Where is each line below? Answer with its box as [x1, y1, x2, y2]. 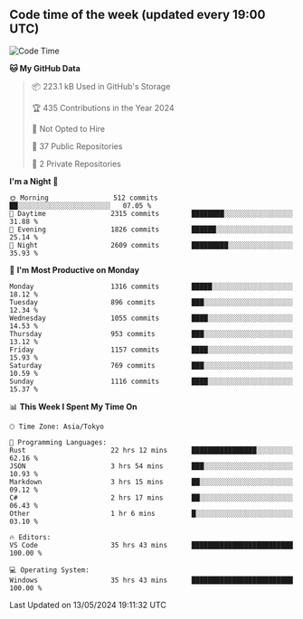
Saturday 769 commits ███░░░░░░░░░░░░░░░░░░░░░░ [9, 361, 294, 370]
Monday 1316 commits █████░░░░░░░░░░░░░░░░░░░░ [9, 282, 294, 291]
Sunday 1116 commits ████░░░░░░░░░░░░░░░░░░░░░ [9, 377, 294, 386]
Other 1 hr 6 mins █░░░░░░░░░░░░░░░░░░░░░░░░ [9, 509, 294, 518]
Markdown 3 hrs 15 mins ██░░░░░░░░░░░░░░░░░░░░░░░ [9, 477, 294, 486]
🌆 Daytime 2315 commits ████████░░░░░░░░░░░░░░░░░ [9, 209, 294, 218]
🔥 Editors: [9, 532, 52, 541]
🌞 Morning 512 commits [9, 193, 158, 202]
